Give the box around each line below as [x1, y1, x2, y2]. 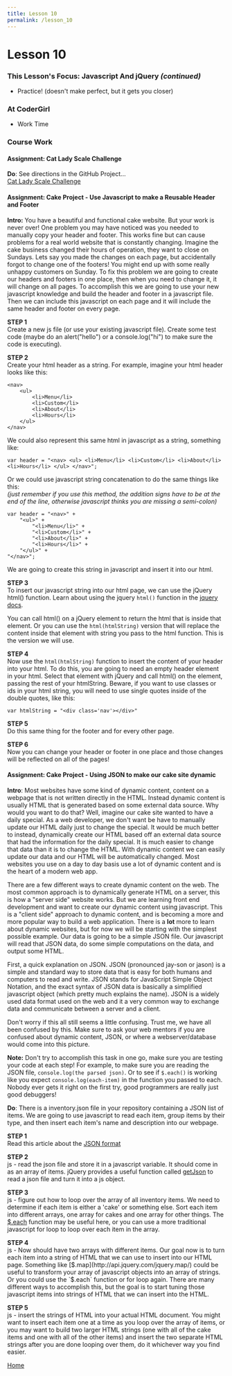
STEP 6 [7, 740, 29, 749]
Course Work [7, 137, 53, 147]
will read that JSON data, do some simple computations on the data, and [7, 939, 214, 948]
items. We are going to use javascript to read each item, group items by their [7, 1111, 225, 1120]
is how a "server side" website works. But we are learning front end [7, 895, 200, 903]
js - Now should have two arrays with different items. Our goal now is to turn [7, 1246, 225, 1254]
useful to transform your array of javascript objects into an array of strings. [7, 1268, 221, 1276]
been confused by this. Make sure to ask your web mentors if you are [7, 1025, 206, 1034]
